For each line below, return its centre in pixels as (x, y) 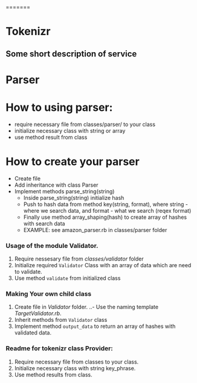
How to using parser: (59, 107)
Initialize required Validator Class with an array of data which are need (103, 265)
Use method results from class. (53, 375)
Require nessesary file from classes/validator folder (79, 259)
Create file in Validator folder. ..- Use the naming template (86, 307)
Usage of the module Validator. (52, 245)
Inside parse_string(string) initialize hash (74, 198)
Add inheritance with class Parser (56, 185)
